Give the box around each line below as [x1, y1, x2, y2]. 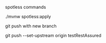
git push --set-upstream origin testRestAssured [5, 33, 102, 38]
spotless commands [5, 4, 46, 10]
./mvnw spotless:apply [5, 14, 51, 19]
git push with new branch [5, 23, 57, 29]
